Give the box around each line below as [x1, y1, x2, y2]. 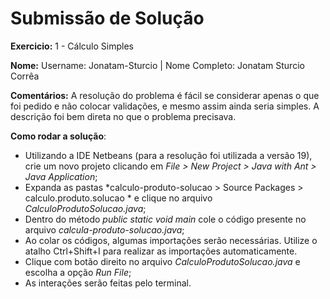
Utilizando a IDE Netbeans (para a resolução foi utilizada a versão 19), [24, 149, 313, 161]
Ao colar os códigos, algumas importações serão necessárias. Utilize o [24, 234, 318, 246]
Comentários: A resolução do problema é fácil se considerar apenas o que [10, 89, 320, 101]
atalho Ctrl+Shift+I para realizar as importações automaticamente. [24, 245, 298, 257]
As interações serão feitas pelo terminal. [24, 277, 192, 289]
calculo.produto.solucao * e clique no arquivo [24, 192, 213, 204]
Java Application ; [24, 170, 98, 182]
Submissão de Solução [10, 7, 205, 30]
